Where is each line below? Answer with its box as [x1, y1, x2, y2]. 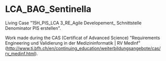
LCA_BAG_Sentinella [5, 3, 91, 15]
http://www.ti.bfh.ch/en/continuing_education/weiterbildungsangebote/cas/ [6, 45, 161, 51]
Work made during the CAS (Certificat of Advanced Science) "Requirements [5, 35, 161, 41]
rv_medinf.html [5, 51, 36, 57]
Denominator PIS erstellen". [5, 25, 61, 31]
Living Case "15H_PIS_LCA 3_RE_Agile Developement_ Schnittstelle [5, 20, 142, 26]
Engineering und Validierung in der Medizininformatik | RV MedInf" [5, 40, 141, 46]
